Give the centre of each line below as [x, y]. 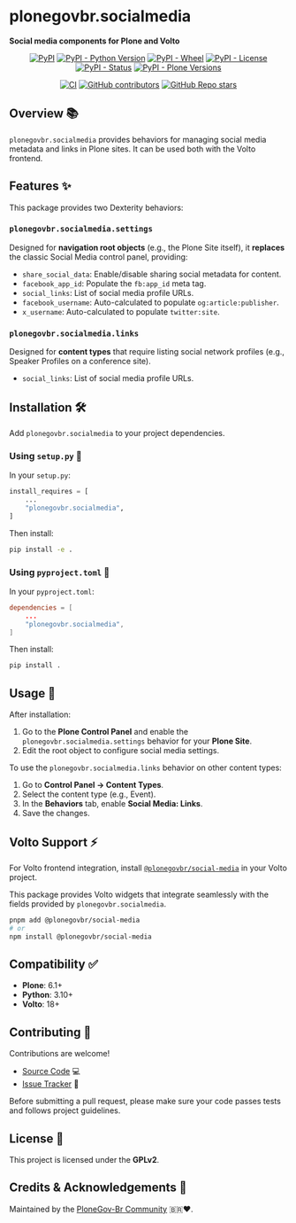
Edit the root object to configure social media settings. [120, 751]
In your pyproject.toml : [52, 591]
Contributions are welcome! [60, 1054]
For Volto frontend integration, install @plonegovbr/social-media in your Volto [148, 868]
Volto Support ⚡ [54, 842]
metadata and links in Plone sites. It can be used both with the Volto [133, 149]
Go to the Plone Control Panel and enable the [105, 732]
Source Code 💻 [51, 1071]
